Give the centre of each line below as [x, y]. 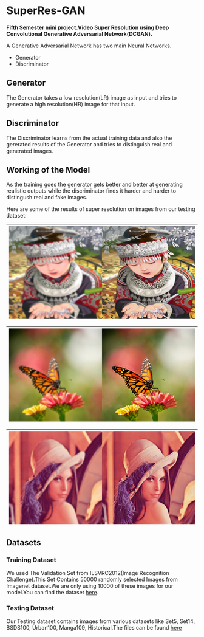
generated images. [30, 151]
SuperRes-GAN [46, 11]
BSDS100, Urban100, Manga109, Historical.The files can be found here [94, 628]
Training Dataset [31, 560]
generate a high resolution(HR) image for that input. [71, 104]
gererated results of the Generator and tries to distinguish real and [89, 144]
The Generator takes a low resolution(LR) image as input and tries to [92, 97]
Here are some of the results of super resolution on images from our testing [101, 209]
